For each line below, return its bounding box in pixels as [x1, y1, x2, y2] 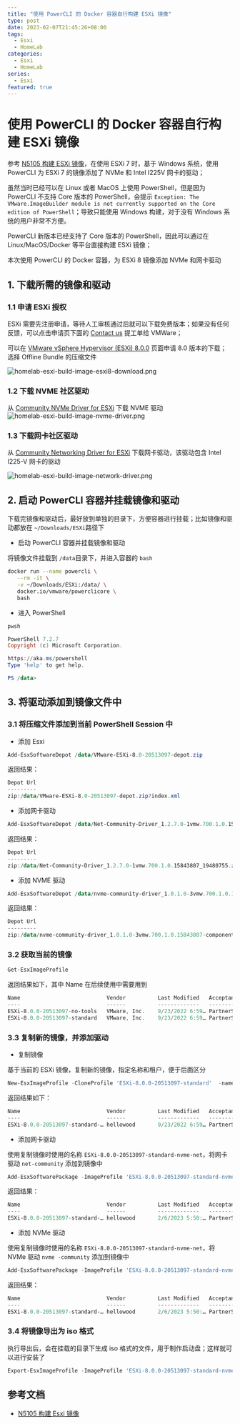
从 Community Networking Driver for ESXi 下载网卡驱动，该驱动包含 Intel [7, 448, 221, 457]
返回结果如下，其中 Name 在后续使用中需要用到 [7, 980, 148, 989]
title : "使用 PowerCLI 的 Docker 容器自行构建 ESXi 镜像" [7, 10, 172, 18]
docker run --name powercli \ [7, 568, 98, 575]
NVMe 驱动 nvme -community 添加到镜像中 [7, 1253, 130, 1261]
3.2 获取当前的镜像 [7, 950, 73, 960]
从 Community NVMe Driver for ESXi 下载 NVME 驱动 [7, 404, 164, 412]
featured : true [7, 84, 53, 91]
